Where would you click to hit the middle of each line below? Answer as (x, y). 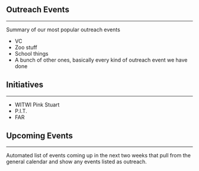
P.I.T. (21, 111)
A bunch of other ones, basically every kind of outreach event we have (101, 60)
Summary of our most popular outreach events (63, 30)
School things (31, 53)
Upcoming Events (39, 136)
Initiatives (25, 85)
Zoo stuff (26, 47)
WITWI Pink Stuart (37, 104)
